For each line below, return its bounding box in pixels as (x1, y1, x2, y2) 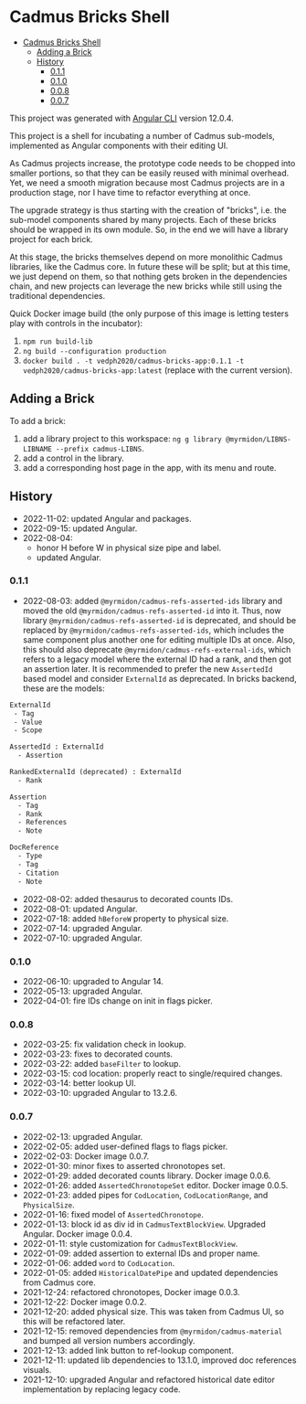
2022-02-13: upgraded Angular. (22, 1131, 143, 1142)
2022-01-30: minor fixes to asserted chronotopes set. (22, 1160, 226, 1171)
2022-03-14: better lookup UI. (22, 1078, 137, 1089)
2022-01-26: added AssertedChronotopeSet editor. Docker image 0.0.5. (22, 1179, 289, 1190)
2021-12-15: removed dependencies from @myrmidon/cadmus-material (22, 1325, 283, 1336)
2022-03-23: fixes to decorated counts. (22, 1048, 174, 1059)
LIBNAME (22, 444, 52, 453)
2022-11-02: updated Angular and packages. (22, 513, 192, 524)
